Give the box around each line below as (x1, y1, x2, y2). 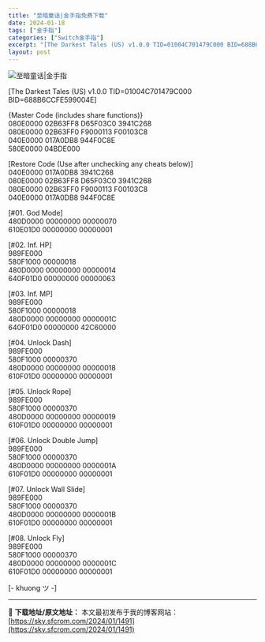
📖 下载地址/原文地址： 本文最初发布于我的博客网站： (8, 607, 179, 617)
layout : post (8, 48, 51, 56)
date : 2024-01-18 (8, 19, 65, 27)
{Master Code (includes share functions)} (8, 111, 144, 119)
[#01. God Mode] (8, 208, 63, 217)
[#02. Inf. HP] (8, 240, 53, 250)
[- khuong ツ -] (8, 584, 58, 592)
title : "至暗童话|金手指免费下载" (8, 11, 109, 20)
